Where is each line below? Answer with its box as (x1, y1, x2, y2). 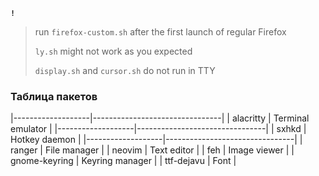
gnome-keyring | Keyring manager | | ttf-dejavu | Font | (10, 155, 237, 167)
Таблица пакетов (10, 89, 98, 103)
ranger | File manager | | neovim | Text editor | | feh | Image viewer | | (10, 144, 295, 156)
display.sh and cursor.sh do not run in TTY (34, 65, 216, 76)
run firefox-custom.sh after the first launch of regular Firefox (34, 26, 287, 38)
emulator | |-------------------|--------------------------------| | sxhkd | (10, 123, 307, 135)
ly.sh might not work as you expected (34, 45, 193, 57)
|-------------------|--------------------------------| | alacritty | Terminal (10, 112, 310, 124)
